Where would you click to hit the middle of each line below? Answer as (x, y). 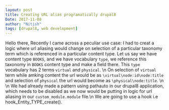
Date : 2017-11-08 (23, 19)
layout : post (19, 10)
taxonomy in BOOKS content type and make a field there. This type (73, 65)
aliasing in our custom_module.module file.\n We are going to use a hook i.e (82, 97)
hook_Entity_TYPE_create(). (34, 102)
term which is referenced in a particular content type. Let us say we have (81, 54)
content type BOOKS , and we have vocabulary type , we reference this (76, 59)
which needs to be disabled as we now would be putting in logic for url (79, 91)
